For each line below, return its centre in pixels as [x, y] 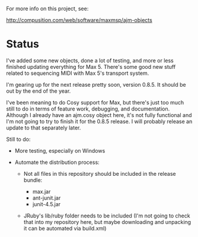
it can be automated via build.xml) [65, 228]
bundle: [33, 180]
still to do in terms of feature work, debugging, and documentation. [88, 109]
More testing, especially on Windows [60, 150]
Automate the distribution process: [57, 162]
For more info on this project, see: [47, 9]
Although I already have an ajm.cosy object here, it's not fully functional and [99, 115]
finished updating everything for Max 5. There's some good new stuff [91, 67]
